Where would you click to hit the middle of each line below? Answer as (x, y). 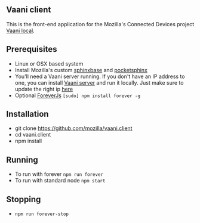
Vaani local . (20, 30)
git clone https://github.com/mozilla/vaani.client (73, 128)
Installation (27, 114)
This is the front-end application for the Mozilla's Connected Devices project (100, 24)
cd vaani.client (33, 135)
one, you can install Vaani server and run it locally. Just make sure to (99, 82)
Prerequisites (32, 49)
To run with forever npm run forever (59, 174)
